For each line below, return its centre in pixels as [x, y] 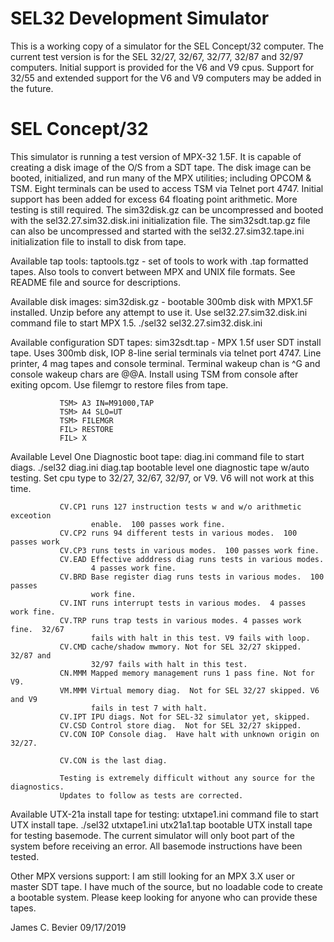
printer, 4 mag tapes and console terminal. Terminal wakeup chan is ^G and [165, 363]
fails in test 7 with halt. [149, 708]
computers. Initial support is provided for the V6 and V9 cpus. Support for [162, 67]
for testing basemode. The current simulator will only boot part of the [152, 835]
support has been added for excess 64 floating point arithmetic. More [154, 199]
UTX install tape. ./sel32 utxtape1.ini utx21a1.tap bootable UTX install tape [161, 824]
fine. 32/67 [37, 629]
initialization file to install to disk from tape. [98, 241]
